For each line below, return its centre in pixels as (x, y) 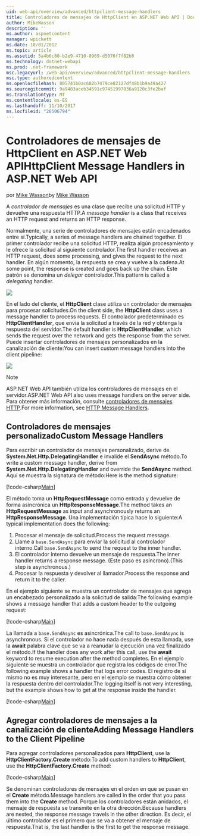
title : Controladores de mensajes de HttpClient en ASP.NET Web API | (96, 17)
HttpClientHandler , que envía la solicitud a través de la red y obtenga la (94, 323)
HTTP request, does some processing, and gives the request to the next (95, 256)
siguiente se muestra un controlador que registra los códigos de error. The (97, 665)
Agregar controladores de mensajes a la (82, 720)
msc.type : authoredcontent (40, 78)
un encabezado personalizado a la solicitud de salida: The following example (100, 597)
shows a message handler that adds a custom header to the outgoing (91, 604)
